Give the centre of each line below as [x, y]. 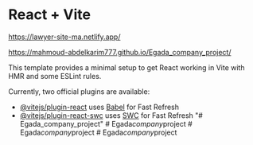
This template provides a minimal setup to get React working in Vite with [127, 67]
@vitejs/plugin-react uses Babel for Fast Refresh [99, 107]
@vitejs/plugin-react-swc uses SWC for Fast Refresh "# [111, 115]
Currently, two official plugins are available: [79, 91]
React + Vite [50, 15]
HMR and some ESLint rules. [55, 76]
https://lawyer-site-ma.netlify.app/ [64, 37]
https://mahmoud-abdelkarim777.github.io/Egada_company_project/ [120, 52]
